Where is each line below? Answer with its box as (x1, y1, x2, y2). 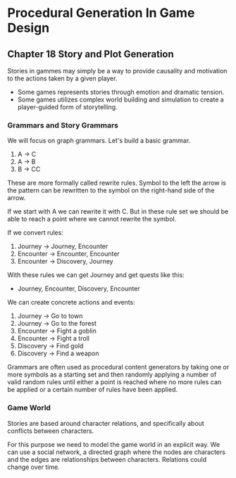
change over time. (7, 462, 60, 471)
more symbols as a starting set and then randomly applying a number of (7, 370, 217, 379)
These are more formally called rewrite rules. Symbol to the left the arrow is (7, 178, 227, 188)
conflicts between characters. (7, 427, 94, 435)
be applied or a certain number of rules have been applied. (7, 386, 178, 394)
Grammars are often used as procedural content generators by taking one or (7, 363, 230, 372)
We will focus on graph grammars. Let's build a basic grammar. (7, 136, 191, 145)
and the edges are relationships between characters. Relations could (7, 455, 207, 463)
